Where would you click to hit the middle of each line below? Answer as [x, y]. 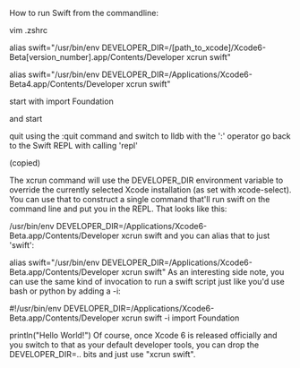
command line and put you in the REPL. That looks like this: [118, 209]
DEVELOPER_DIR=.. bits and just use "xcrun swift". [103, 354]
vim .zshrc [28, 30]
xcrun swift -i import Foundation [180, 318]
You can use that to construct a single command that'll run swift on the [140, 199]
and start [26, 119]
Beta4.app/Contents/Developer [67, 84]
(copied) [25, 163]
